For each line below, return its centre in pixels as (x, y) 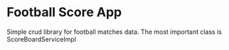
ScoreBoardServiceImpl (41, 39)
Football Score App (64, 12)
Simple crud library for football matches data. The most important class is (114, 32)
